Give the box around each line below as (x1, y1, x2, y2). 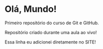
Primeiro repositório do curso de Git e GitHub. (4, 20, 99, 26)
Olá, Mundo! (4, 3, 57, 15)
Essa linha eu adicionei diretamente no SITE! (4, 39, 96, 45)
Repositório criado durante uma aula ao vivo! (4, 29, 97, 35)
